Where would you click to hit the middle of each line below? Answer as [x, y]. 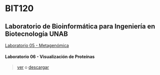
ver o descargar [33, 67]
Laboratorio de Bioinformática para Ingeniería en [80, 26]
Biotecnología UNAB [36, 34]
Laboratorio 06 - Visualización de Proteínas [50, 57]
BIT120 [19, 8]
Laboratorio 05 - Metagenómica [37, 45]
